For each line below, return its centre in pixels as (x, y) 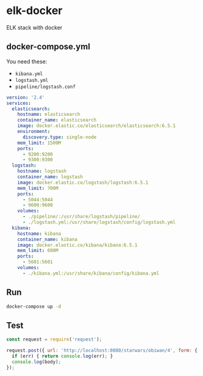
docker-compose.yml (48, 47)
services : (19, 103)
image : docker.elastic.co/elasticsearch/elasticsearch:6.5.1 (96, 126)
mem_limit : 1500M (39, 143)
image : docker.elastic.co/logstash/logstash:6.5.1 (83, 183)
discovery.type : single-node (59, 137)
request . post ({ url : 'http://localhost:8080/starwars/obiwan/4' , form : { (102, 351)
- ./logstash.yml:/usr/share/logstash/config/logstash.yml (99, 222)
